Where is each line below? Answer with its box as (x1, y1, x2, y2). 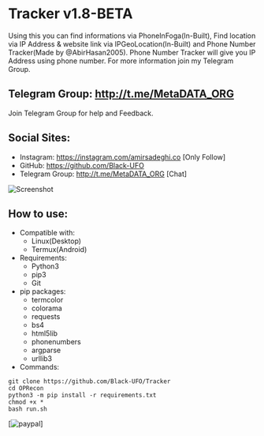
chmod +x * (8, 398, 44, 407)
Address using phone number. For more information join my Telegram (8, 56, 234, 66)
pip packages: (19, 287, 66, 296)
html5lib (31, 329, 58, 338)
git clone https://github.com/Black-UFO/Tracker (8, 378, 171, 385)
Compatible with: (19, 228, 76, 238)
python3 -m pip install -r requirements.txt (8, 392, 157, 400)
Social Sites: (8, 131, 71, 145)
